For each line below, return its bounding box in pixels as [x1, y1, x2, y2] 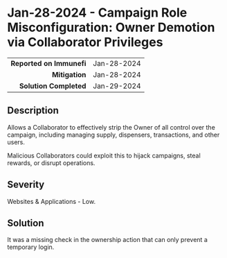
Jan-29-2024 [93, 81, 141, 91]
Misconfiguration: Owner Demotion [7, 19, 215, 35]
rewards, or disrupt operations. [7, 158, 96, 167]
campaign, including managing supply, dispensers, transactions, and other [7, 130, 220, 139]
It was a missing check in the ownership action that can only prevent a [7, 236, 208, 244]
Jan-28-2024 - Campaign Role [7, 5, 188, 21]
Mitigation [51, 69, 87, 79]
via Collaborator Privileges [7, 35, 163, 50]
